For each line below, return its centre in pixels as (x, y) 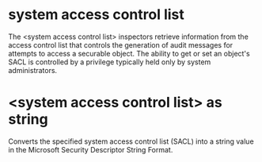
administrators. (33, 70)
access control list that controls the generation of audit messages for (121, 44)
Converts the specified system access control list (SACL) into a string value (131, 141)
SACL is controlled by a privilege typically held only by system (110, 62)
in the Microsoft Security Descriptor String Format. (91, 149)
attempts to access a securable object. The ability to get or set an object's (129, 53)
